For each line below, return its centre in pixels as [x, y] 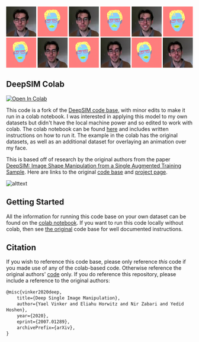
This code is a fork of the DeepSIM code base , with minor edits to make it [96, 110]
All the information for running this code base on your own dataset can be [96, 216]
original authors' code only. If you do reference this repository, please [91, 274]
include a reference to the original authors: [58, 281]
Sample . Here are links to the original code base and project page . [87, 172]
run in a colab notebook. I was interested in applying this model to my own [97, 116]
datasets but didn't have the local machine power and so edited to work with [99, 123]
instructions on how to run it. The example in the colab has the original [92, 135]
